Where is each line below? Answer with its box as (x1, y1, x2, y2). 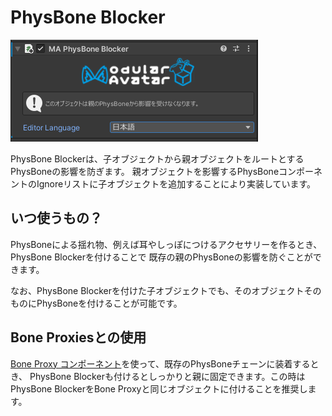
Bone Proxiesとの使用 (10, 329, 147, 346)
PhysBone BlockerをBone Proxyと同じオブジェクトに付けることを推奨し (10, 382, 308, 395)
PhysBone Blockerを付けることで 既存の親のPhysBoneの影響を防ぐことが (10, 251, 313, 263)
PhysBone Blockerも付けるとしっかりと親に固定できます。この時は (29, 370, 306, 382)
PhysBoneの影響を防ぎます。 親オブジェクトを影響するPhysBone (10, 165, 280, 177)
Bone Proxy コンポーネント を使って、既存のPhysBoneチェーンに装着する (10, 357, 311, 370)
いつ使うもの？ (10, 210, 103, 227)
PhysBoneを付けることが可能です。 (36, 297, 183, 309)
